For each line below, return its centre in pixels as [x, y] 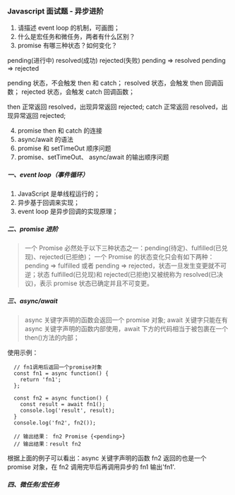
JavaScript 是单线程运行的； [59, 194]
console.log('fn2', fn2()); [55, 423]
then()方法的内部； [52, 338]
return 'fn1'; [41, 380]
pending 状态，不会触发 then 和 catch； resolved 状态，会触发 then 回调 [112, 83]
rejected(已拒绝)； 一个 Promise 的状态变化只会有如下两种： [127, 257]
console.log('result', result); [67, 411]
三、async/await [32, 301]
